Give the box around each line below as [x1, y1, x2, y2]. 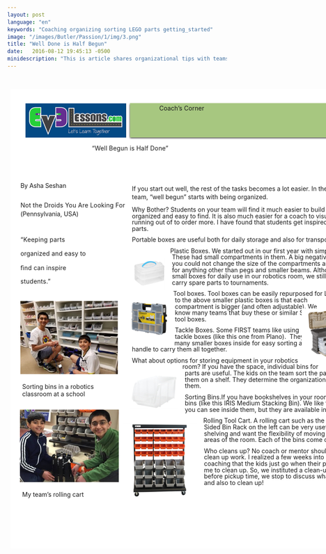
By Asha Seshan [20, 182, 66, 190]
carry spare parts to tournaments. [171, 278, 270, 287]
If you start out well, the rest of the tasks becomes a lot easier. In [132, 184, 317, 193]
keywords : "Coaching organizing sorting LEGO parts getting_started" [7, 26, 214, 33]
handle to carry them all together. [132, 345, 228, 354]
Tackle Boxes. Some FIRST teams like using [174, 326, 300, 334]
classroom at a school [22, 390, 86, 398]
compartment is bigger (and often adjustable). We [174, 302, 318, 310]
